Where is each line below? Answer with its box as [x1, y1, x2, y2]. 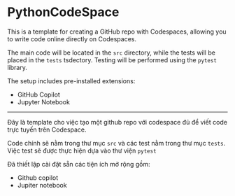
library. [7, 63, 28, 71]
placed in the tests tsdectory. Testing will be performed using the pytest [7, 55, 217, 64]
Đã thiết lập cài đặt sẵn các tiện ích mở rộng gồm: [7, 160, 150, 168]
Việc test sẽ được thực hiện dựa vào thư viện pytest [7, 146, 157, 155]
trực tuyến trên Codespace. [7, 125, 87, 134]
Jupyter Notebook [17, 97, 70, 106]
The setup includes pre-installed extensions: [7, 76, 136, 85]
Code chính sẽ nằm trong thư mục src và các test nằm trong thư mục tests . [7, 139, 226, 147]
